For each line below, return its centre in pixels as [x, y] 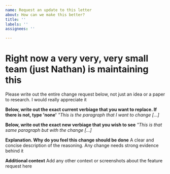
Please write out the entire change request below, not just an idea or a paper [85, 94]
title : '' [16, 19]
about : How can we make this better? [45, 15]
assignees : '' [20, 29]
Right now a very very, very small [77, 59]
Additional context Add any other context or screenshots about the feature [84, 161]
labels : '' [17, 24]
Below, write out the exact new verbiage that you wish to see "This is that [84, 125]
